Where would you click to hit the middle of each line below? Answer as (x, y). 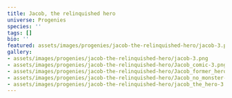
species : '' (24, 26)
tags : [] (20, 33)
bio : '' (18, 39)
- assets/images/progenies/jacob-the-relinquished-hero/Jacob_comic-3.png (117, 65)
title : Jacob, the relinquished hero (61, 13)
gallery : (20, 52)
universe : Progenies (37, 20)
